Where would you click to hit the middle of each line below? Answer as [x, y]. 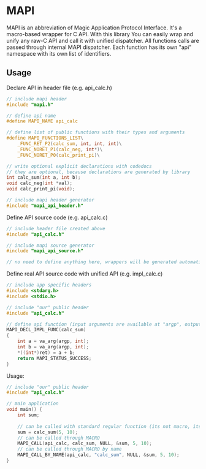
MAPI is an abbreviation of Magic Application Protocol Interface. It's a [94, 28]
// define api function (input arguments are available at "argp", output [104, 324]
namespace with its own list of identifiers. [59, 53]
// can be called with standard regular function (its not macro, [104, 426]
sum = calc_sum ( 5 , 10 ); [48, 432]
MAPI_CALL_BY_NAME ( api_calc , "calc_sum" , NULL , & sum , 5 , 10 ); [98, 455]
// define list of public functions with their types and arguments [96, 132]
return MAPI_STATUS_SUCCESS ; [55, 358]
